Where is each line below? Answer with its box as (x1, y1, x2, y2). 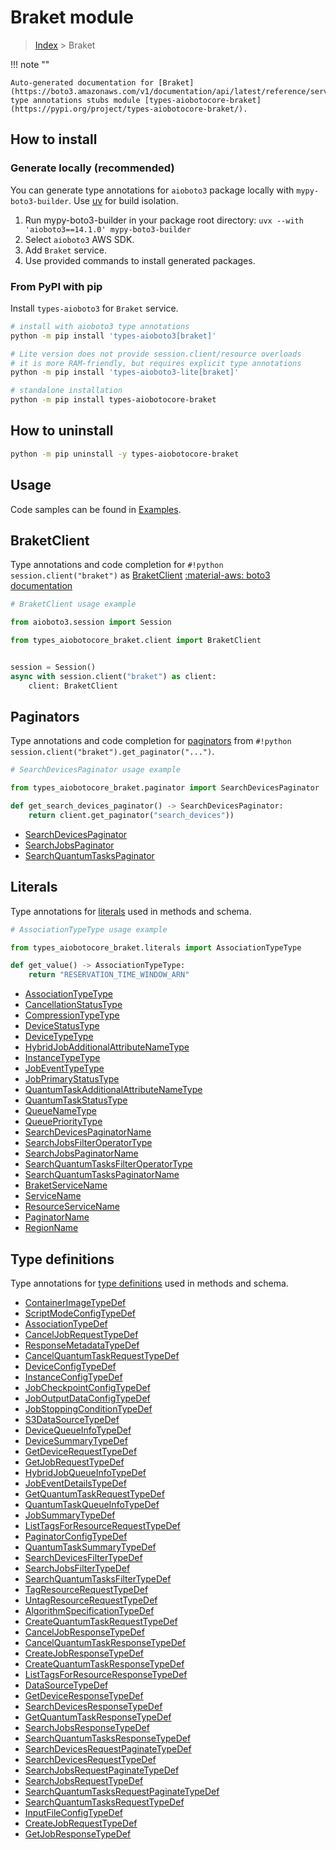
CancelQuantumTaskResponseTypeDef (24, 1637, 187, 1649)
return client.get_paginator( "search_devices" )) (28, 811, 235, 821)
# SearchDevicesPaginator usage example (10, 765, 182, 775)
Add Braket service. (24, 244, 107, 256)
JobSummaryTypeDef (24, 1509, 116, 1521)
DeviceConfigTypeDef (24, 1361, 117, 1373)
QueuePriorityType (24, 1116, 103, 1128)
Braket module (10, 6, 135, 29)
